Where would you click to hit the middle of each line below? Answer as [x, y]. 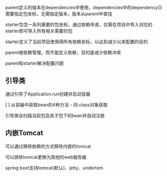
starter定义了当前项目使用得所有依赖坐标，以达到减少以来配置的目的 [77, 42]
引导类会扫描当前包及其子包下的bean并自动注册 [55, 115]
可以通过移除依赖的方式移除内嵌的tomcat [48, 146]
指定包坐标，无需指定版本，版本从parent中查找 [63, 14]
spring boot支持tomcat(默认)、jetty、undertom [54, 168]
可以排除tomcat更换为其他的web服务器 [46, 157]
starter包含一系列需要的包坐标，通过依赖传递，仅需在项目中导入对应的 [79, 25]
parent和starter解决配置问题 [35, 63]
